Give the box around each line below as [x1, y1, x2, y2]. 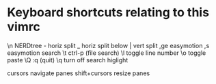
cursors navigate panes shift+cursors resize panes [7, 69, 150, 77]
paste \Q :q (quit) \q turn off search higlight [7, 56, 129, 64]
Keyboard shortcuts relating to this [7, 5, 210, 20]
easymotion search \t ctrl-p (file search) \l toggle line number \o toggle [7, 49, 206, 57]
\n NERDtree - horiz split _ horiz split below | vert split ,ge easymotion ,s [7, 41, 210, 49]
